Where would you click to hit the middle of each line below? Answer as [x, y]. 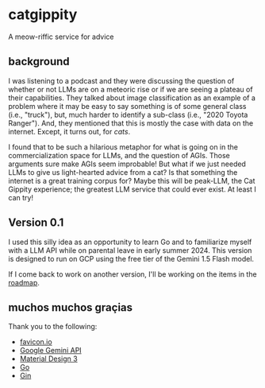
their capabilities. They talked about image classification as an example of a [132, 98]
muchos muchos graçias [71, 307]
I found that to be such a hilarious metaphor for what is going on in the [123, 147]
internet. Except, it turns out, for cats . [69, 131]
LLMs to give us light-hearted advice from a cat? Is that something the [123, 172]
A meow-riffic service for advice [61, 37]
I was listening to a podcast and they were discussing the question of [121, 80]
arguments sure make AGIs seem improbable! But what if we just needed [127, 164]
